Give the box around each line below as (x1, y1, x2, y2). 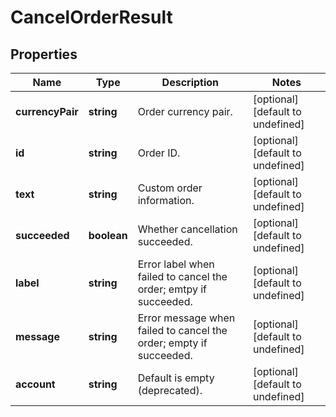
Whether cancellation (137, 222, 238, 236)
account (15, 377, 56, 391)
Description (161, 76, 220, 89)
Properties (10, 46, 78, 63)
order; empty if (137, 336, 208, 350)
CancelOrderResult (10, 6, 173, 29)
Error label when (137, 257, 215, 271)
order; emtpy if (137, 282, 207, 296)
